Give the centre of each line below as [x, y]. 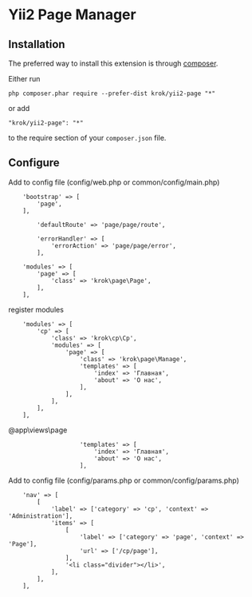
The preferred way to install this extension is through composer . [113, 63]
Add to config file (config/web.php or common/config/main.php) [114, 182]
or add [19, 108]
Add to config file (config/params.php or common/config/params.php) [124, 480]
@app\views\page [38, 430]
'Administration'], [41, 516]
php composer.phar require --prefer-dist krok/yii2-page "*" [112, 94]
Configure [34, 163]
